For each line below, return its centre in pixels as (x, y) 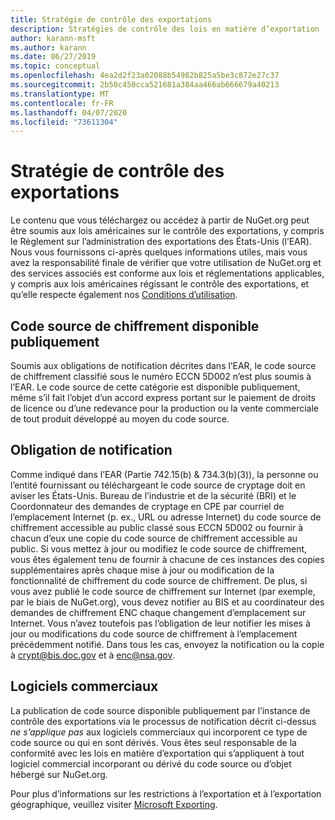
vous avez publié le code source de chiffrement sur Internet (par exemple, (163, 591)
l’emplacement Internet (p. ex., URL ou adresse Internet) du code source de (166, 517)
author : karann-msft (53, 38)
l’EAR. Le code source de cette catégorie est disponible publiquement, (155, 387)
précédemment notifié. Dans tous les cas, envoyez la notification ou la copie (167, 644)
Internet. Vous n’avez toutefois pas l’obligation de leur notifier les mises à (160, 623)
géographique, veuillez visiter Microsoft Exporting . (114, 804)
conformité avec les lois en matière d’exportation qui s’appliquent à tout (157, 753)
